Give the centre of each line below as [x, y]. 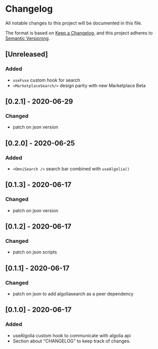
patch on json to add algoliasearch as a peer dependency [73, 294]
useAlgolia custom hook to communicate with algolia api [72, 335]
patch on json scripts [35, 252]
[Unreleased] [27, 54]
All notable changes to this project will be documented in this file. [74, 23]
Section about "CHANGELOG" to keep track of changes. [72, 341]
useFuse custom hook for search [46, 80]
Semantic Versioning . [28, 38]
